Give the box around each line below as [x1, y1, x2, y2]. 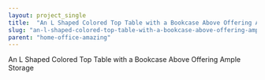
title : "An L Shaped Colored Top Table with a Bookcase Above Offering [8, 19, 252, 27]
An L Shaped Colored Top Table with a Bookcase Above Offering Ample [8, 55, 241, 64]
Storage [8, 64, 34, 73]
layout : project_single [8, 11, 87, 20]
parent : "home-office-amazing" [8, 33, 111, 42]
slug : [8, 26, 26, 34]
